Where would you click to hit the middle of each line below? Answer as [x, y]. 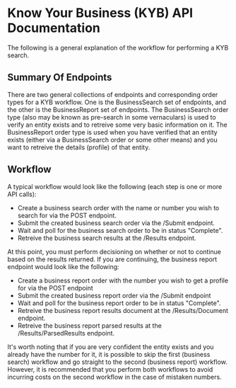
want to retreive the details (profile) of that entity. [79, 147]
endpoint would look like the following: [63, 266]
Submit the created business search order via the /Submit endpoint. [116, 223]
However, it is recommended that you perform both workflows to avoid [110, 369]
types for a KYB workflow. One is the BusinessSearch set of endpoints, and [117, 102]
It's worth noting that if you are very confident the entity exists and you [111, 347]
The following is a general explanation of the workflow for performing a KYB [118, 47]
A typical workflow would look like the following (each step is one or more [115, 186]
